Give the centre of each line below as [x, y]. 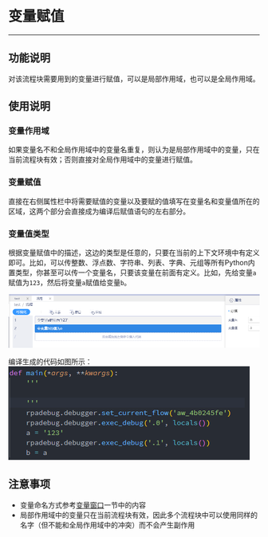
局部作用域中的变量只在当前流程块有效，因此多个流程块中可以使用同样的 [138, 515]
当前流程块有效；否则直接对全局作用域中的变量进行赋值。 [102, 159]
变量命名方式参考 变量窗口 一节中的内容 [83, 505]
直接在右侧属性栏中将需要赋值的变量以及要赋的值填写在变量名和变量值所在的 [134, 201]
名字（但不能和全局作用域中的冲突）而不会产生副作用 [107, 525]
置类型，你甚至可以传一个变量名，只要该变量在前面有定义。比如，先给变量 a [132, 272]
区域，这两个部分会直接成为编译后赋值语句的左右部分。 [99, 211]
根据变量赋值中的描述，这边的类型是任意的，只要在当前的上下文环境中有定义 [134, 253]
